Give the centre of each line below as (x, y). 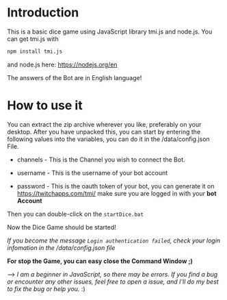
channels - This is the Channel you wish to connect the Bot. (101, 160)
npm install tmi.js (35, 51)
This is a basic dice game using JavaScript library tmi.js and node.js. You (110, 32)
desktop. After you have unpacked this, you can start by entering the (104, 132)
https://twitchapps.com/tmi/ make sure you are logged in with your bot (117, 193)
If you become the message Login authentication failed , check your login (114, 240)
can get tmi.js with (33, 38)
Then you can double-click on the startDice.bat (75, 214)
